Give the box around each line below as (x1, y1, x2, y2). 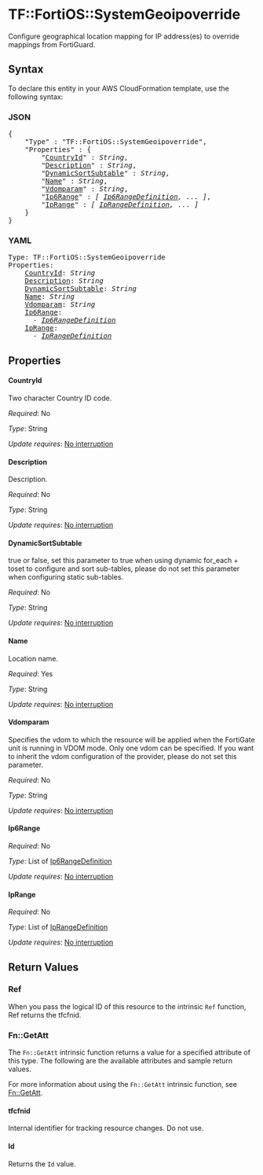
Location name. (8, 654, 59, 663)
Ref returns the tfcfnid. (8, 1010, 82, 1019)
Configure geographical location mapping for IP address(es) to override (8, 31, 239, 41)
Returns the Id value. (8, 1158, 76, 1169)
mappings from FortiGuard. (8, 39, 96, 49)
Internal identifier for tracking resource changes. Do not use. (8, 1123, 204, 1133)
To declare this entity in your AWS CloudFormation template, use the (8, 83, 229, 93)
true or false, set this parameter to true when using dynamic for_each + (8, 556, 239, 565)
